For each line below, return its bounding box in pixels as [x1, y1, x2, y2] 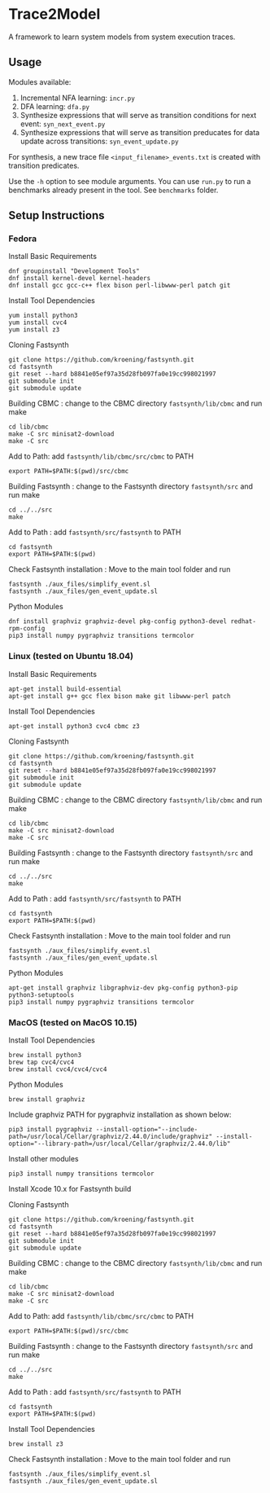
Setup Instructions [8, 209, 105, 222]
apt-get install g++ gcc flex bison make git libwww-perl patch [8, 692, 231, 700]
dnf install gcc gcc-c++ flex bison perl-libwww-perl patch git [8, 282, 231, 290]
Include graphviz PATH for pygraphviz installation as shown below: [8, 1109, 232, 1120]
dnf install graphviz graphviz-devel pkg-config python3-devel [8, 617, 228, 626]
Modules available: [8, 77, 72, 86]
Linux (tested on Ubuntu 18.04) [8, 651, 134, 662]
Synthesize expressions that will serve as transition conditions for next [20, 110, 257, 120]
